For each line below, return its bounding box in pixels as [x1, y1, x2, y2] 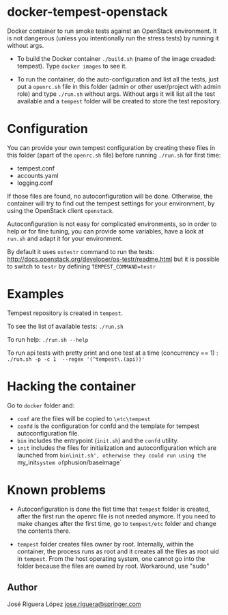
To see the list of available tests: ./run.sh [7, 322, 124, 330]
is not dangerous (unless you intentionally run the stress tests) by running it [7, 34, 220, 42]
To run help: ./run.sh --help [7, 335, 89, 343]
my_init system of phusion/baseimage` [16, 458, 122, 466]
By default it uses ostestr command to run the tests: [7, 247, 155, 255]
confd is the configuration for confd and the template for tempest [16, 422, 200, 430]
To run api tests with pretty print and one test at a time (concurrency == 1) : [7, 349, 218, 357]
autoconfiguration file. [16, 429, 80, 437]
